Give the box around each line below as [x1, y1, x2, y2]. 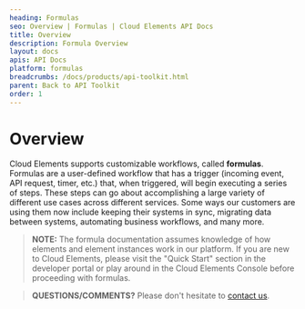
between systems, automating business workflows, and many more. [9, 216, 265, 227]
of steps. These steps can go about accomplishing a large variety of [9, 187, 266, 198]
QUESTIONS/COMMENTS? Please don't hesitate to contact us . [31, 290, 270, 301]
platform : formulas [9, 65, 84, 74]
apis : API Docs [9, 55, 67, 65]
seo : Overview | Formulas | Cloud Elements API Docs [9, 22, 214, 31]
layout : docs [9, 47, 59, 56]
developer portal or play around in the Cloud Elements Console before [31, 263, 295, 274]
